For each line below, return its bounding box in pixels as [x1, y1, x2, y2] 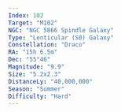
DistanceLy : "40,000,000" [8, 77, 93, 85]
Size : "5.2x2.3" [8, 70, 61, 78]
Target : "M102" [8, 19, 58, 27]
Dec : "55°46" [8, 56, 51, 64]
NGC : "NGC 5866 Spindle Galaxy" [8, 26, 114, 34]
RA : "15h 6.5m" [8, 48, 58, 56]
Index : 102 [8, 11, 44, 20]
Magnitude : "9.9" [8, 63, 65, 71]
